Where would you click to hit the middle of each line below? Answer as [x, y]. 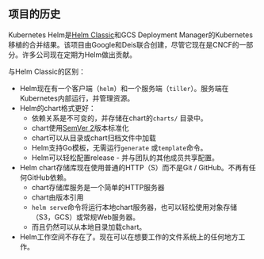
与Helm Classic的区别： [47, 71]
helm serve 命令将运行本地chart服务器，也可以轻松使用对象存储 [134, 207]
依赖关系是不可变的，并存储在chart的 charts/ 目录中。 [119, 118]
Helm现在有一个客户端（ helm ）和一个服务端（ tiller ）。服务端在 [124, 88]
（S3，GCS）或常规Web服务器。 [86, 217]
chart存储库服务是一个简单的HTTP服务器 [98, 187]
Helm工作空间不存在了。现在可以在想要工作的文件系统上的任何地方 [129, 237]
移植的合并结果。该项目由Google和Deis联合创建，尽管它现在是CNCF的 [124, 44]
